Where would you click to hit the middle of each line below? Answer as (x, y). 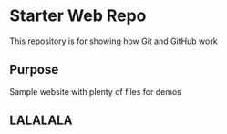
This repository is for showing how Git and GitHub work (113, 41)
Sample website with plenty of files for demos (96, 91)
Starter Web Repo (78, 16)
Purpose (34, 70)
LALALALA (41, 121)
